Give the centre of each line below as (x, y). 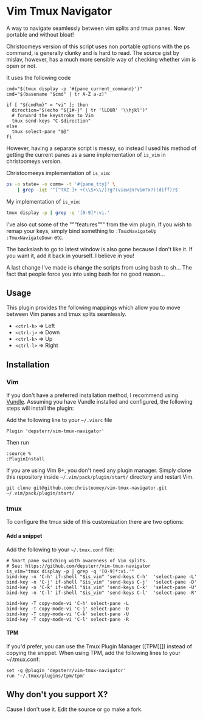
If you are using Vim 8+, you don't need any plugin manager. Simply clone (99, 470)
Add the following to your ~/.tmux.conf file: (60, 549)
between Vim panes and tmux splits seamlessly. (66, 314)
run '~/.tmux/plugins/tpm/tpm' (46, 676)
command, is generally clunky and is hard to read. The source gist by (93, 52)
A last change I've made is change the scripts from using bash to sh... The (99, 267)
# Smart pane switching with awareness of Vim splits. (77, 560)
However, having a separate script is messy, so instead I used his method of (101, 148)
